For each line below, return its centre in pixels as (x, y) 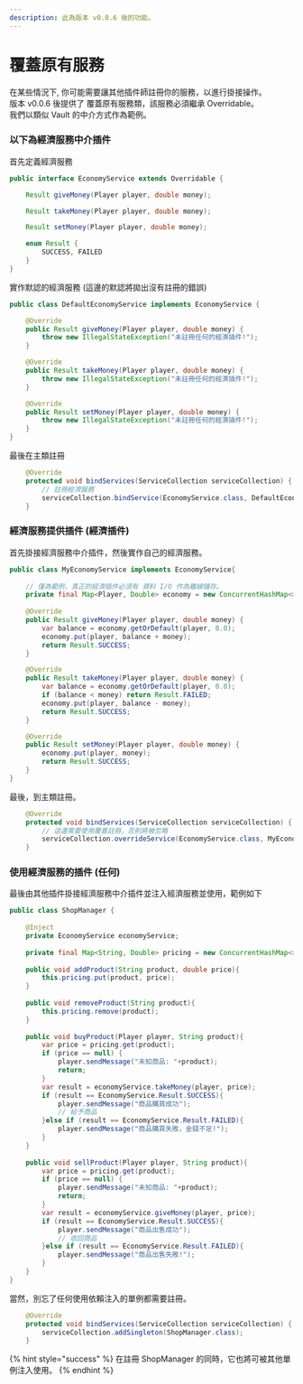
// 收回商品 (77, 1238)
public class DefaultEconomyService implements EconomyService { (134, 304)
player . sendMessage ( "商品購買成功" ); (124, 1104)
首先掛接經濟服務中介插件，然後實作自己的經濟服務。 (108, 553)
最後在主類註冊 (37, 456)
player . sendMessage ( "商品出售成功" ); (124, 1230)
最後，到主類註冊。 (45, 796)
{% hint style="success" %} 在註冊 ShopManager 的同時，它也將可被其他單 (150, 1359)
